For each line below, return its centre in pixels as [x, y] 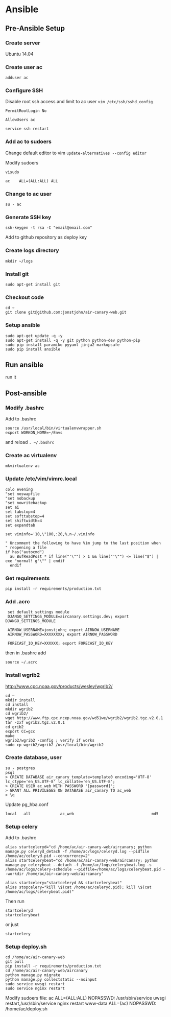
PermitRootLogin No [26, 111]
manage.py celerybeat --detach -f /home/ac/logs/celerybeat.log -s [79, 865]
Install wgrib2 [23, 675]
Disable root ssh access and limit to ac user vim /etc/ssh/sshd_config [79, 102]
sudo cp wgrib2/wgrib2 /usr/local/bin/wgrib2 [54, 745]
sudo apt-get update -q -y [34, 336]
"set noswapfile [22, 494]
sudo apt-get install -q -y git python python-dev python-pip [73, 340]
